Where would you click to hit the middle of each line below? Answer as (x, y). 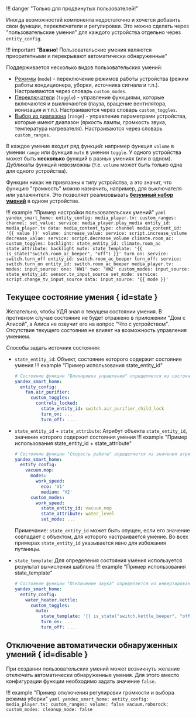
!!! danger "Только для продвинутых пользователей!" (72, 8)
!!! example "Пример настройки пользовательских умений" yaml (86, 212)
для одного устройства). (37, 171)
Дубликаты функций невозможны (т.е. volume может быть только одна (94, 165)
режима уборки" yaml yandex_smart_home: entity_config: (78, 699)
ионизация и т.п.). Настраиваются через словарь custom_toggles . (96, 110)
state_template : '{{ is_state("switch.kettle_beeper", (109, 616)
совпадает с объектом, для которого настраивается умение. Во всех (101, 537)
